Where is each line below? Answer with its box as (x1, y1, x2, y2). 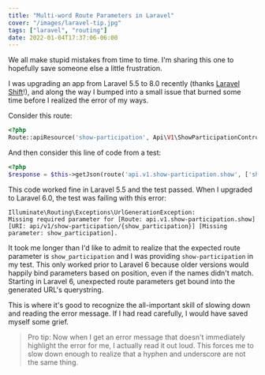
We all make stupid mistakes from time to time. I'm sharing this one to (8, 55, 234, 65)
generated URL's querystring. (8, 285, 104, 294)
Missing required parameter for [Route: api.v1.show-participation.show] (8, 215, 256, 223)
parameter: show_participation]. (8, 229, 118, 237)
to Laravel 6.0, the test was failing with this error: (8, 193, 167, 202)
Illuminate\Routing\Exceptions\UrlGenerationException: (8, 208, 196, 216)
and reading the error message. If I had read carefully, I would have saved (8, 309, 248, 318)
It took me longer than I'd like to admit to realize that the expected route (8, 242, 241, 253)
